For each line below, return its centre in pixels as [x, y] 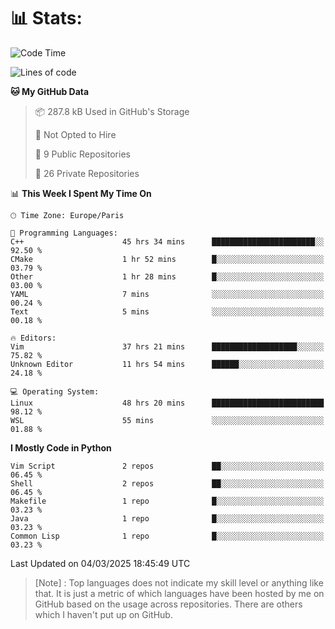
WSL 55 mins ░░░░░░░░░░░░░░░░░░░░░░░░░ [167, 420]
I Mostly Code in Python [61, 447]
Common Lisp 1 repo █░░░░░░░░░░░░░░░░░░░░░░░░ [167, 536]
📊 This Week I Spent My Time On [81, 193]
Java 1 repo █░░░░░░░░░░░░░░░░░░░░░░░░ [167, 518]
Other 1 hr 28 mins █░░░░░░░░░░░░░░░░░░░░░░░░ [167, 276]
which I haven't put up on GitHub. [103, 614]
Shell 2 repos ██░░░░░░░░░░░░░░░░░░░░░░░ [167, 483]
